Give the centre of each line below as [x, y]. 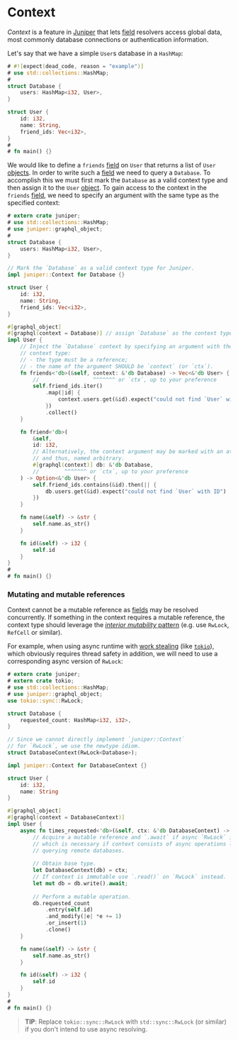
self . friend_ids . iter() [68, 386]
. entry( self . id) [69, 910]
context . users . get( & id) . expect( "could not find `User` [140, 399]
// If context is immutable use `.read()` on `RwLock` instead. [130, 877]
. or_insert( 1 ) [66, 923]
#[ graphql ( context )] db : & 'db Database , [93, 465]
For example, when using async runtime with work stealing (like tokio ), [111, 646]
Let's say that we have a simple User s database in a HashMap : [95, 53]
